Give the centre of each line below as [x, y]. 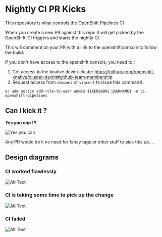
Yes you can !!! [21, 123]
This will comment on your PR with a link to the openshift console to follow [81, 47]
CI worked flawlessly [31, 172]
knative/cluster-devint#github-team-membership [62, 77]
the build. [15, 52]
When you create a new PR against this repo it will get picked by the [75, 32]
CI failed [15, 219]
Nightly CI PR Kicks [46, 9]
